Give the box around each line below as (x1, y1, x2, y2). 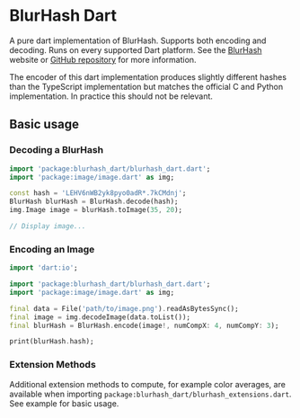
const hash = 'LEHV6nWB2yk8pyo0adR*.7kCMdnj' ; (9, 189, 187, 198)
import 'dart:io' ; (9, 263, 78, 272)
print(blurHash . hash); (9, 337, 94, 346)
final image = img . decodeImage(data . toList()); (9, 312, 191, 322)
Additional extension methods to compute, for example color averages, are (9, 378, 286, 389)
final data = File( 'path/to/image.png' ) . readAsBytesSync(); (9, 304, 240, 313)
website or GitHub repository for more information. (9, 54, 197, 65)
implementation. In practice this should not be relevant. (9, 91, 214, 102)
